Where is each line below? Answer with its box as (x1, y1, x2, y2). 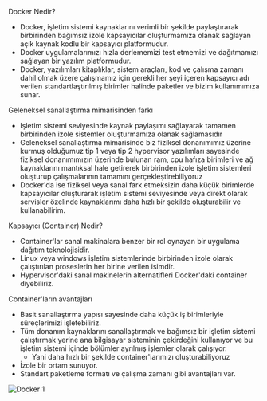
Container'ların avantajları (8, 294, 93, 304)
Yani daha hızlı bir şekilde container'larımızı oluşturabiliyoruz (31, 352, 230, 361)
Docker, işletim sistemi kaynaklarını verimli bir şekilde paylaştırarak (19, 22, 239, 31)
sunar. (19, 90, 41, 99)
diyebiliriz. (19, 279, 54, 288)
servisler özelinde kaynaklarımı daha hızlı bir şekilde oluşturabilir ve (19, 197, 241, 206)
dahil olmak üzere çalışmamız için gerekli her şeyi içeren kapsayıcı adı (19, 73, 249, 82)
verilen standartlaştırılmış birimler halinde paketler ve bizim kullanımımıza (19, 81, 260, 91)
